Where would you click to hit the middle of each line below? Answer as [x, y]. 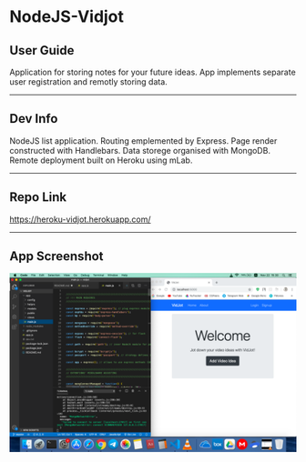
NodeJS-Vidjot [67, 17]
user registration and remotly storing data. [89, 82]
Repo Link [38, 197]
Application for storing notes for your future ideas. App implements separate [153, 72]
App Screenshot [56, 256]
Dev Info [34, 119]
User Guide [42, 50]
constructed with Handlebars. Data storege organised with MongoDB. [140, 150]
